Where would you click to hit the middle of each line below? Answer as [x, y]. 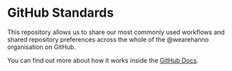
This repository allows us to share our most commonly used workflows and [116, 32]
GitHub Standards [60, 13]
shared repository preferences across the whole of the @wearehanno [108, 39]
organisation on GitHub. [41, 47]
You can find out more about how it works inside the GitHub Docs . [103, 60]
